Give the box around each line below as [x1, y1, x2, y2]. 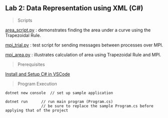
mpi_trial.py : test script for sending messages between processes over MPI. [5, 42, 163, 48]
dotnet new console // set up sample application [5, 90, 113, 95]
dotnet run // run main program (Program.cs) [5, 99, 113, 104]
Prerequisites [17, 61, 45, 67]
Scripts [17, 17, 33, 23]
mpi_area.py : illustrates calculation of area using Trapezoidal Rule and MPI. [5, 51, 161, 57]
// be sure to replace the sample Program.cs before [41, 103, 154, 108]
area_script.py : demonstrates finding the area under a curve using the [5, 27, 151, 33]
